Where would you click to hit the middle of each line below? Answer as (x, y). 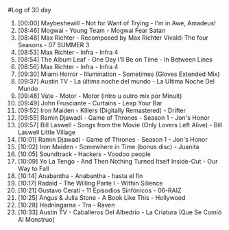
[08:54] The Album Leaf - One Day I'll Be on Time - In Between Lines (115, 60)
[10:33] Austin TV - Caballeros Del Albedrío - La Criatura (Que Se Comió (120, 212)
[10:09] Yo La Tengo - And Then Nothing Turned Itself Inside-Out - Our (118, 161)
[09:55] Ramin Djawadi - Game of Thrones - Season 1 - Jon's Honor (113, 118)
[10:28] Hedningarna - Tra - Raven (66, 205)
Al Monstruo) (36, 219)
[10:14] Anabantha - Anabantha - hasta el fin (80, 176)
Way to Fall (33, 168)
